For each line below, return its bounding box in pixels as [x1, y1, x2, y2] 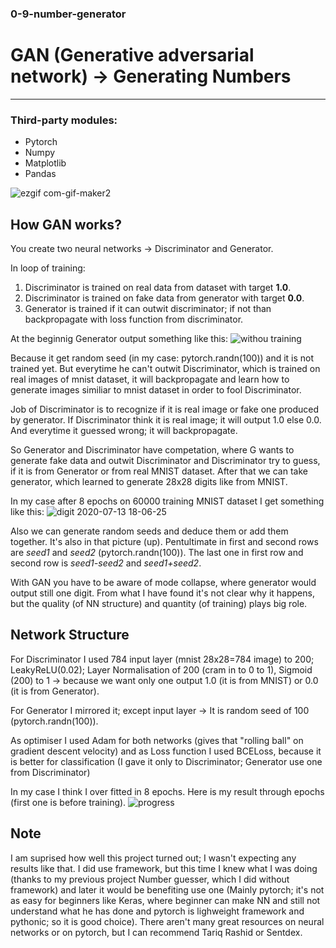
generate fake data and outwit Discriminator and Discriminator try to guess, [10, 454, 321, 466]
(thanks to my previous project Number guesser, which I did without [10, 873, 290, 885]
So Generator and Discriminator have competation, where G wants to [10, 443, 295, 456]
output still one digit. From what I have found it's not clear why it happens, [10, 587, 315, 599]
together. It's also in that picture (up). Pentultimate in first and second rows [10, 535, 319, 547]
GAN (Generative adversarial [10, 44, 255, 67]
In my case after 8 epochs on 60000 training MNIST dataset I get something [10, 495, 325, 507]
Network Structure [10, 627, 130, 644]
